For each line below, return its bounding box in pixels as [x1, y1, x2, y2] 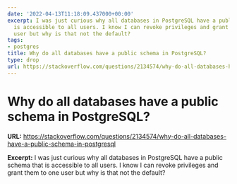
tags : [7, 37, 23, 44]
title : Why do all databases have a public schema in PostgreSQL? [7, 50, 207, 57]
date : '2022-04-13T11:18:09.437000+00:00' [7, 10, 134, 18]
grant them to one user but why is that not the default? [7, 168, 166, 177]
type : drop [7, 57, 39, 64]
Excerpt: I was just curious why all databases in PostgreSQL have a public [7, 153, 224, 161]
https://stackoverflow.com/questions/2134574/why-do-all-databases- [23, 132, 227, 140]
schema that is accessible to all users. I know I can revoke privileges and [7, 161, 219, 169]
